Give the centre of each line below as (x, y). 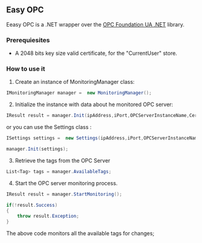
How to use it (26, 69)
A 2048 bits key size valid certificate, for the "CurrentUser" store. (96, 53)
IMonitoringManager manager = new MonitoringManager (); (79, 93)
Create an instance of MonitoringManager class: (75, 82)
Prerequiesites (28, 40)
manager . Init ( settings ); (37, 149)
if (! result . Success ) (32, 205)
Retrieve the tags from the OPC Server (63, 160)
